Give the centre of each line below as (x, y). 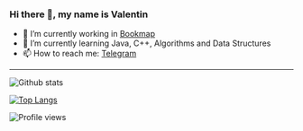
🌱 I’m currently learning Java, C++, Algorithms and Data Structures (147, 43)
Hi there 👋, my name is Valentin (79, 14)
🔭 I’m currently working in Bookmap (89, 34)
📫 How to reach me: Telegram (79, 54)
